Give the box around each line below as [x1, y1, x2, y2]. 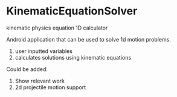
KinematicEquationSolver [6, 4, 138, 18]
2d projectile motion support [14, 83, 86, 91]
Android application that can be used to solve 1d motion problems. [6, 36, 171, 43]
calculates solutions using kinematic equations [14, 54, 132, 61]
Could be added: [6, 65, 48, 73]
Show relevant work [14, 77, 65, 84]
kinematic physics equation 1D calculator [6, 24, 108, 31]
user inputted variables [14, 47, 72, 55]
